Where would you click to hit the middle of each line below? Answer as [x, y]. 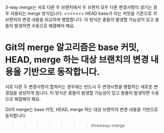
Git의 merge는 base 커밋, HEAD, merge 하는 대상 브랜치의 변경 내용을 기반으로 [82, 109]
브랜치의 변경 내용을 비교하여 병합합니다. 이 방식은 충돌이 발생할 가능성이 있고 [80, 19]
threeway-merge [108, 125]
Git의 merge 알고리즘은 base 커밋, [72, 48]
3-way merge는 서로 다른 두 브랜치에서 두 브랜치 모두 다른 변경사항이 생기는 [79, 7]
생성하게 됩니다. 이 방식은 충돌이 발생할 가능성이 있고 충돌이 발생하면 [84, 93]
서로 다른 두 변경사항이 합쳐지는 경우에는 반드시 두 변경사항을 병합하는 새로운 [79, 86]
